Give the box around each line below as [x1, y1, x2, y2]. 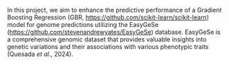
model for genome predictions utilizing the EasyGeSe [7, 21, 159, 28]
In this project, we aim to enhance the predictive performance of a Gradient [7, 6, 222, 14]
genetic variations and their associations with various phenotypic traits [7, 43, 209, 50]
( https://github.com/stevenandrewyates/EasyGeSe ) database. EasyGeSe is [7, 28, 221, 36]
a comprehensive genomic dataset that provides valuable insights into [7, 35, 207, 44]
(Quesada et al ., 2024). [7, 50, 74, 58]
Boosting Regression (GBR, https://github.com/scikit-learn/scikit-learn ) [7, 13, 210, 21]
